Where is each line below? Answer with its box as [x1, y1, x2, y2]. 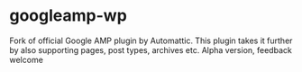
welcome [9, 54, 43, 65]
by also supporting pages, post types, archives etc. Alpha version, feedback [9, 44, 293, 55]
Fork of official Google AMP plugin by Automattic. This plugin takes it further [9, 35, 293, 46]
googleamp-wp [9, 5, 128, 26]
